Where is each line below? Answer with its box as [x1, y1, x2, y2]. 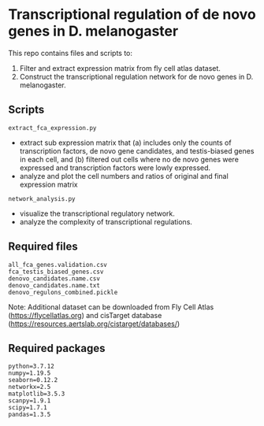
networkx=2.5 [8, 383, 51, 391]
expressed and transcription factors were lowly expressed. [19, 163, 211, 172]
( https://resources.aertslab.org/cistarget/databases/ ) [8, 319, 180, 328]
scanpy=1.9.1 [8, 397, 51, 405]
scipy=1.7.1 [8, 404, 47, 412]
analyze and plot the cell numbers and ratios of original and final [19, 171, 229, 180]
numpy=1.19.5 [8, 369, 51, 377]
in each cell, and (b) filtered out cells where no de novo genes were [19, 154, 239, 164]
